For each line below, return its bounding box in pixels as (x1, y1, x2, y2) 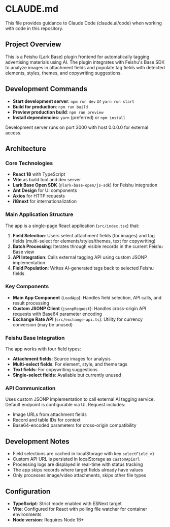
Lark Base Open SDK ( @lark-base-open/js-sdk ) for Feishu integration (12, 182, 158, 188)
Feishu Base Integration (5, 334, 65, 341)
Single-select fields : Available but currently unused (12, 372, 121, 378)
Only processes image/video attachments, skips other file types (12, 472, 146, 479)
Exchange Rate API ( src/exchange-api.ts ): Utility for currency (12, 316, 143, 322)
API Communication (5, 385, 56, 392)
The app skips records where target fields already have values (12, 467, 144, 473)
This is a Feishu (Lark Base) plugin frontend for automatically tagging (5, 53, 150, 60)
